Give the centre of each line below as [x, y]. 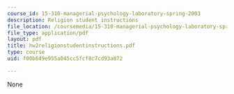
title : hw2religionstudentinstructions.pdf [71, 46]
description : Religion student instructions [73, 20]
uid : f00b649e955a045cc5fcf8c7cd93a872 [65, 59]
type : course [26, 53]
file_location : [29, 26]
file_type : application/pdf [48, 33]
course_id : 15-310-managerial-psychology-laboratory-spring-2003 [104, 13]
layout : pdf [24, 39]
